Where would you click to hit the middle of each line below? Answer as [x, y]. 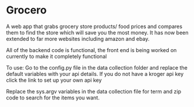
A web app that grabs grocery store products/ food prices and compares [94, 26]
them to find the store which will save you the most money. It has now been [98, 32]
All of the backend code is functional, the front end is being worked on [91, 50]
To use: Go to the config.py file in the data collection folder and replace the [97, 67]
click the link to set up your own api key [54, 80]
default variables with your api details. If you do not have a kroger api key [95, 74]
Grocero [26, 10]
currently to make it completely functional [56, 56]
